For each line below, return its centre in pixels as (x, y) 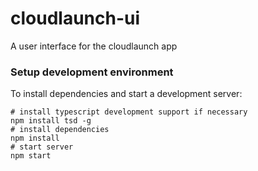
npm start (31, 156)
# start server (42, 147)
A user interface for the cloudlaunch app (94, 46)
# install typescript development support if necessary (129, 112)
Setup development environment (92, 72)
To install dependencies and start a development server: (126, 94)
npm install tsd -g (51, 121)
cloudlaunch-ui (75, 18)
